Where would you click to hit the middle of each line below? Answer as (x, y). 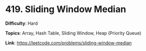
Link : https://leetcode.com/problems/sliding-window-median (68, 43)
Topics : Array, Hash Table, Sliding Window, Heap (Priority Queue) (74, 33)
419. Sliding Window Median (66, 9)
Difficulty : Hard (22, 23)
